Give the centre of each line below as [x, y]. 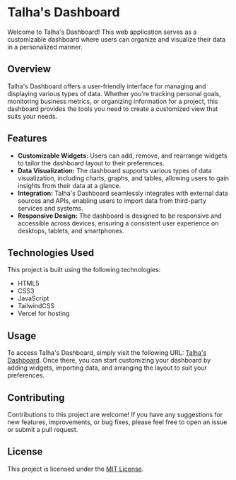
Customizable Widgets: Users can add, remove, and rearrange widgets [122, 156]
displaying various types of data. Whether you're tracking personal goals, [114, 93]
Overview [29, 69]
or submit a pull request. [43, 429]
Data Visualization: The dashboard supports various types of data [114, 170]
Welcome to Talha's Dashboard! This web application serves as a [102, 32]
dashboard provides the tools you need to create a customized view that [113, 109]
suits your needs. [33, 116]
